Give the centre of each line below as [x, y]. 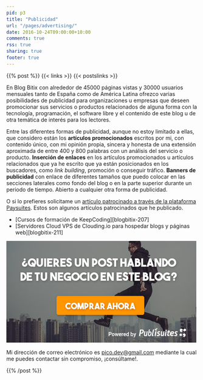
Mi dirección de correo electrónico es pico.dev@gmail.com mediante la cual [101, 352]
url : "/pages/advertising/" [42, 25]
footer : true [23, 58]
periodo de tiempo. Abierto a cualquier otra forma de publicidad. [87, 189]
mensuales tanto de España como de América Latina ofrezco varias [91, 93]
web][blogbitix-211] [39, 232]
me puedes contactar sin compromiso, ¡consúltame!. [72, 359]
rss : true [19, 45]
